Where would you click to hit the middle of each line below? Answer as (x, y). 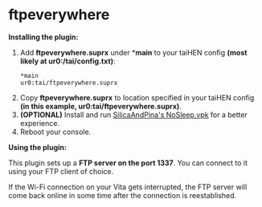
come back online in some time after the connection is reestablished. (123, 195)
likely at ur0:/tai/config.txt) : (68, 61)
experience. (40, 123)
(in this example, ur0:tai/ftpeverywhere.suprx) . (101, 106)
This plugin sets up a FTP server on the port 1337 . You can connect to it (128, 163)
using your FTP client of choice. (61, 171)
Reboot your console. (55, 132)
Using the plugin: (37, 147)
